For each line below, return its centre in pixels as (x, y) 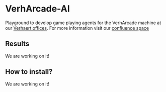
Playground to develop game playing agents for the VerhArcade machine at (83, 23)
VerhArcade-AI (38, 9)
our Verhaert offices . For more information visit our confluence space (77, 28)
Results (17, 44)
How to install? (29, 72)
